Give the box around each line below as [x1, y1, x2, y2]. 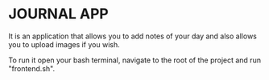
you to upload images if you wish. [8, 39, 120, 49]
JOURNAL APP [8, 5, 109, 23]
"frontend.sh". [8, 63, 55, 73]
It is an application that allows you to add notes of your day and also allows [8, 31, 258, 41]
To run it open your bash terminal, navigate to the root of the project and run [8, 55, 262, 65]
